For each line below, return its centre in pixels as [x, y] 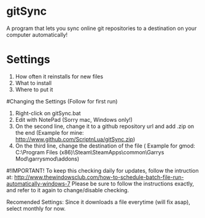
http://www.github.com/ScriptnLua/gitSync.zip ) [75, 139]
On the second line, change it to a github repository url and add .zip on [105, 126]
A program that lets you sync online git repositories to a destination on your [102, 28]
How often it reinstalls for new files [59, 76]
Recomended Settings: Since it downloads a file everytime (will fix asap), [98, 202]
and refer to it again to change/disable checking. [68, 190]
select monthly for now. [36, 208]
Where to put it [34, 89]
